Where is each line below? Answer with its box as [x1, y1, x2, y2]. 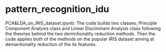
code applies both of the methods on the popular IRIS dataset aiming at [5, 36, 154, 42]
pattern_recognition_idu [5, 3, 109, 15]
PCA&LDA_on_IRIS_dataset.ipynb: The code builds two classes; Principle [5, 20, 157, 26]
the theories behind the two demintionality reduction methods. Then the [5, 30, 156, 36]
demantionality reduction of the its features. [5, 41, 97, 47]
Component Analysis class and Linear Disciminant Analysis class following [5, 25, 161, 31]
